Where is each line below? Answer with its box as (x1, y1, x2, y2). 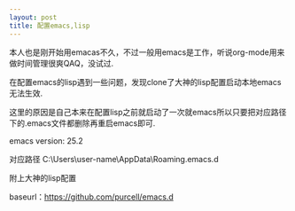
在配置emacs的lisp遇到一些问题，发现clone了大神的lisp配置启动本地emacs (9, 76, 282, 87)
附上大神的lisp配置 (9, 172, 77, 183)
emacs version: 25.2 (9, 135, 84, 146)
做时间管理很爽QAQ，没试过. (9, 58, 114, 68)
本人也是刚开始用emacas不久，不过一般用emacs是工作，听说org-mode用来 (9, 46, 285, 58)
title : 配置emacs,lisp (9, 21, 90, 30)
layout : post (9, 12, 58, 22)
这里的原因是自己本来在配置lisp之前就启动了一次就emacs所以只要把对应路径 (9, 106, 287, 117)
